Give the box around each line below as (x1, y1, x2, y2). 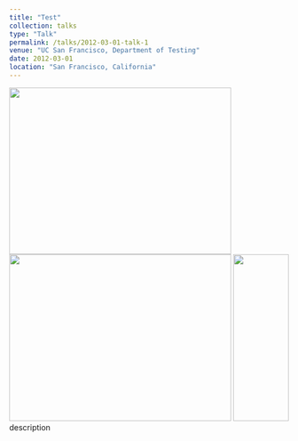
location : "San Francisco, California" (9, 63, 157, 72)
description (9, 421, 51, 432)
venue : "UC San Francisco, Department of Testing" (9, 46, 200, 55)
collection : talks (9, 21, 77, 30)
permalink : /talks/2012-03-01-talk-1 (9, 37, 149, 47)
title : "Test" (9, 12, 62, 22)
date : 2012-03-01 (9, 54, 74, 63)
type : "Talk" (9, 29, 58, 38)
